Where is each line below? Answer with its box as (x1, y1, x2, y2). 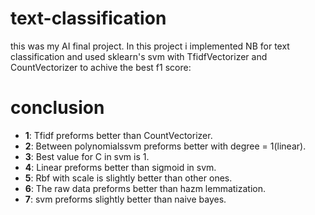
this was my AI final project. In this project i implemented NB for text (10, 40, 290, 52)
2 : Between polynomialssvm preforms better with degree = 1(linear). (24, 140, 307, 152)
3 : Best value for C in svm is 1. (24, 150, 150, 162)
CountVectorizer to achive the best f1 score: (10, 61, 192, 73)
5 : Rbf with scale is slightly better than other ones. (24, 172, 233, 184)
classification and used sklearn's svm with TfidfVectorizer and (10, 50, 268, 62)
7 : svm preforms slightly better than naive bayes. (24, 193, 227, 205)
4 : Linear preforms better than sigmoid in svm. (24, 161, 217, 173)
